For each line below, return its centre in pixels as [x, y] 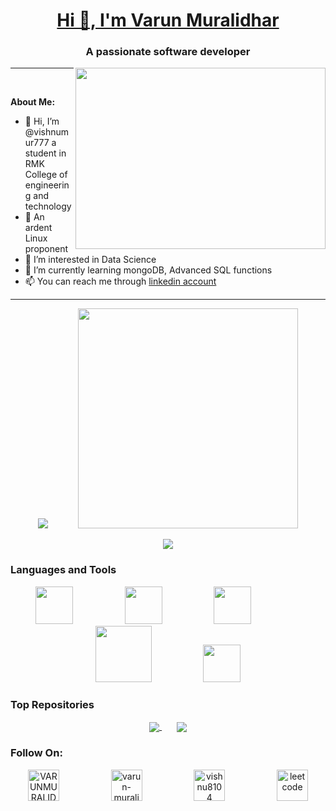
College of [46, 175]
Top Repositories [52, 704]
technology [48, 206]
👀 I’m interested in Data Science [90, 260]
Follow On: [36, 753]
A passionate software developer [168, 52]
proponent [46, 249]
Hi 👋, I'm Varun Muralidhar [168, 20]
